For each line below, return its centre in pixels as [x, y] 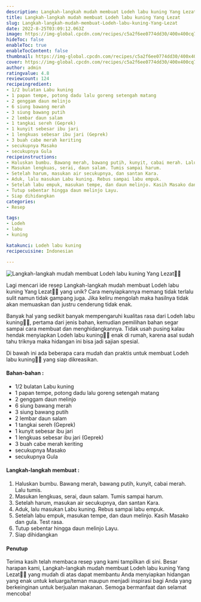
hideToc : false [25, 40]
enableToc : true [26, 46]
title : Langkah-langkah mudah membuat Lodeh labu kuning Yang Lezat [93, 17]
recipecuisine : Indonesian [40, 251]
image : [14, 34]
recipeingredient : [29, 85]
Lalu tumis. [28, 490]
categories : [21, 202]
